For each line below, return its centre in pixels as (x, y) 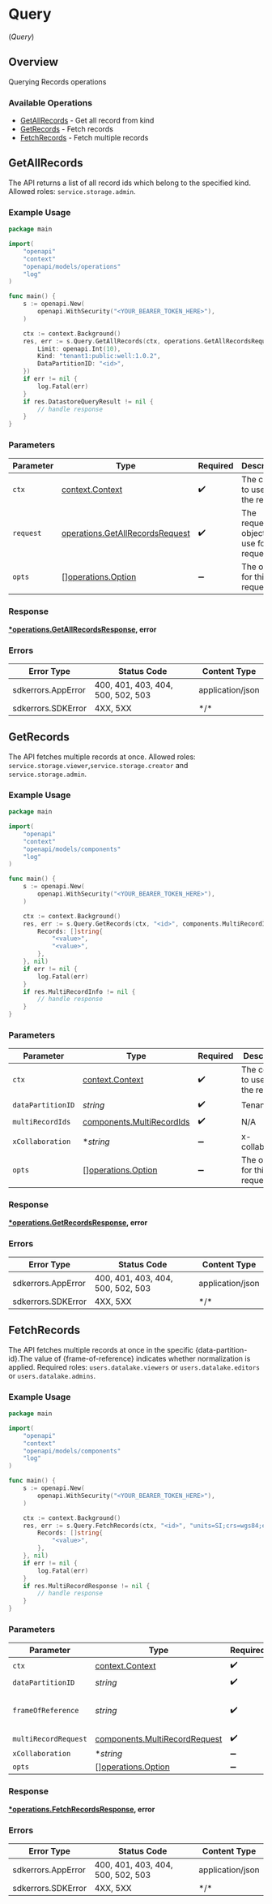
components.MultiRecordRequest (159, 1738)
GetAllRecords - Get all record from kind (87, 121)
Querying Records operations (57, 81)
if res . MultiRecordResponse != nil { (87, 1586)
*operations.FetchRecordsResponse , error (82, 1809)
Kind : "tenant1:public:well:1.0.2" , (99, 356)
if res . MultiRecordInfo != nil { (79, 991)
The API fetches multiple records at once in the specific (101, 1349)
